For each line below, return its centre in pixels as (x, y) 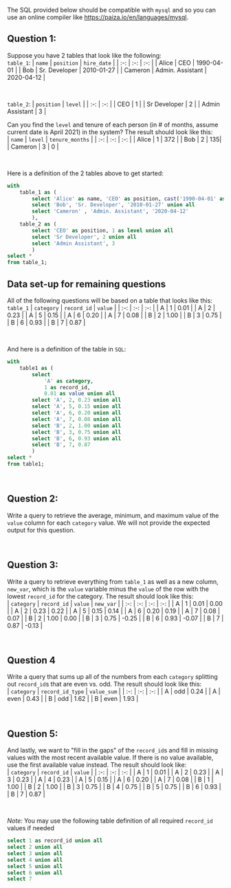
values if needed (31, 828)
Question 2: (33, 499)
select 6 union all (35, 873)
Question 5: (33, 734)
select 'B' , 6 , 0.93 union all (77, 438)
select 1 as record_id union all (55, 841)
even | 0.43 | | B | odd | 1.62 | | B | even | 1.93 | (73, 699)
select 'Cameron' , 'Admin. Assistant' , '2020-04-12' (110, 212)
